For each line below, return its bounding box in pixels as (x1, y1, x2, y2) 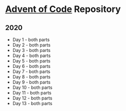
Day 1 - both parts (12, 36, 50, 42)
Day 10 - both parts (12, 84, 53, 90)
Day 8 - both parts (12, 74, 51, 79)
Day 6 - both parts (12, 63, 51, 69)
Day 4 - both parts (12, 52, 51, 58)
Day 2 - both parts (12, 42, 51, 48)
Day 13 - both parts (12, 100, 53, 106)
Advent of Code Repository (5, 3, 121, 15)
